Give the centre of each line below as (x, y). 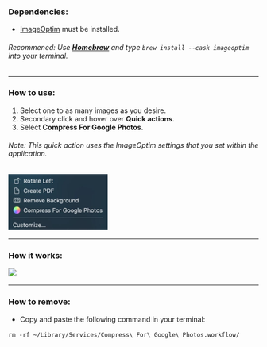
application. (28, 154)
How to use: (32, 93)
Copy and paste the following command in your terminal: (112, 319)
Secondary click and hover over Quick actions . (97, 118)
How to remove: (39, 302)
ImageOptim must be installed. (70, 29)
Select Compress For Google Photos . (81, 127)
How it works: (35, 255)
